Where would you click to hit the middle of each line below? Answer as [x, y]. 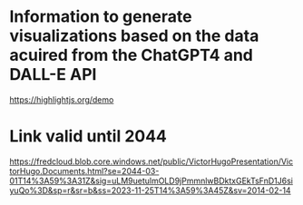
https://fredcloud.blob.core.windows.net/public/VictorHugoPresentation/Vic [151, 161]
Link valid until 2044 [88, 137]
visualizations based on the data [134, 36]
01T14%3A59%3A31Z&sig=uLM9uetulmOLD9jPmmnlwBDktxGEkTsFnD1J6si [151, 181]
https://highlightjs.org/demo [62, 99]
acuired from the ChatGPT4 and [132, 55]
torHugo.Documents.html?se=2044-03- [84, 171]
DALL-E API [53, 75]
